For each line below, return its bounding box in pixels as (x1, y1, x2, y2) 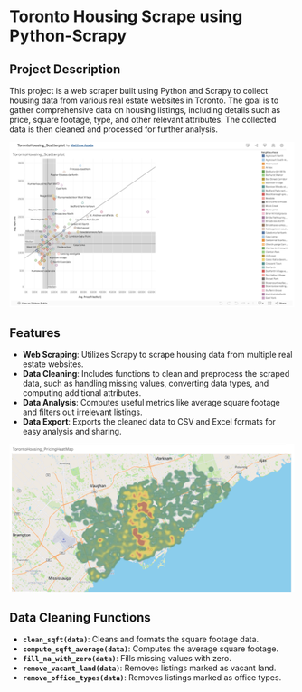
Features (9, 325, 61, 341)
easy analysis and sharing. (22, 426, 122, 437)
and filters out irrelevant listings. (22, 407, 143, 417)
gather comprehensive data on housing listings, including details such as (9, 105, 281, 115)
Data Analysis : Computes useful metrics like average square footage (22, 397, 280, 408)
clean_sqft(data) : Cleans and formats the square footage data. (22, 634, 260, 645)
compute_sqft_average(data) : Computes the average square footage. (22, 643, 278, 654)
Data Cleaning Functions (9, 610, 151, 625)
